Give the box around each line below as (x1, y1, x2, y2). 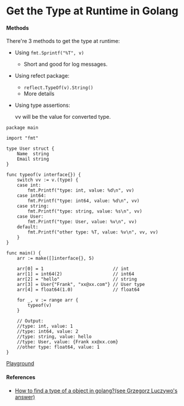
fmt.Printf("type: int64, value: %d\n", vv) (27, 198, 140, 204)
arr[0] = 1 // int (17, 266, 129, 272)
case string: (17, 203, 49, 210)
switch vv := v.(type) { (17, 177, 79, 183)
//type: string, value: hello (17, 334, 92, 340)
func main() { (6, 250, 42, 256)
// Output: (17, 318, 44, 324)
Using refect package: (14, 72, 70, 79)
